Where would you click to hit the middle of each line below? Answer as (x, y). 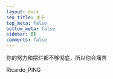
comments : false (27, 40)
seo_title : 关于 (26, 17)
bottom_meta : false (31, 29)
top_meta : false (27, 23)
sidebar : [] (21, 34)
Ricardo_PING (24, 70)
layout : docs (23, 12)
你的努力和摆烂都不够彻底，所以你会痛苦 (56, 58)
